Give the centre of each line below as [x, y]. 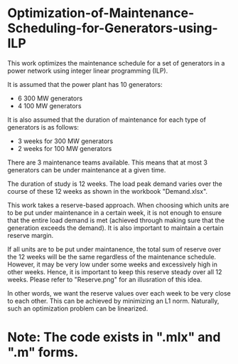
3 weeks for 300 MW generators [65, 141]
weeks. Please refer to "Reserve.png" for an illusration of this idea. [105, 279]
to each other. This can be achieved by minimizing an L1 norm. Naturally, [113, 301]
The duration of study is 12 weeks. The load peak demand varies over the [115, 184]
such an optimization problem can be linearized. [78, 308]
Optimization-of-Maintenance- [101, 13]
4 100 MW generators [49, 105]
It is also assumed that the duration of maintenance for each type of [107, 120]
